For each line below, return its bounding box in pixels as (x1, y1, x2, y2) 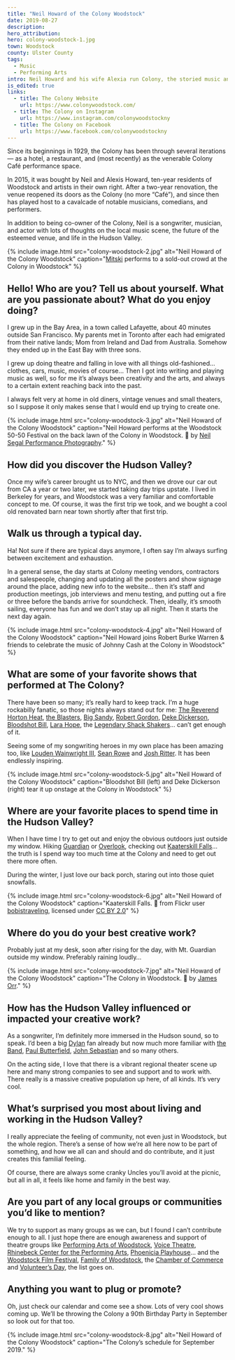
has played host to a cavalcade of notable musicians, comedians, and (7, 198, 208, 206)
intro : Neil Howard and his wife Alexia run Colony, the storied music (7, 75, 220, 83)
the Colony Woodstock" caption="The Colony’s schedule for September (7, 1338, 215, 1346)
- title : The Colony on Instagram (13, 108, 114, 115)
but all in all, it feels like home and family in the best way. (7, 1175, 171, 1184)
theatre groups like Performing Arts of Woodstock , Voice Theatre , (7, 1240, 197, 1249)
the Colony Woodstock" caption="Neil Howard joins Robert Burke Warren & (7, 633, 225, 641)
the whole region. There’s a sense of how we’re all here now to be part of (7, 1140, 218, 1148)
